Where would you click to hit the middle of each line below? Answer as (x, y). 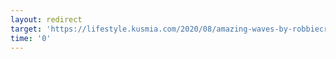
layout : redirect (46, 19)
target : (26, 29)
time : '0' (31, 38)
